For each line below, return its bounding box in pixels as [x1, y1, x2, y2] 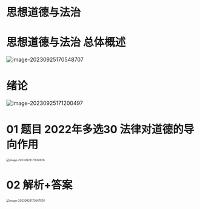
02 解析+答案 [6, 178, 73, 192]
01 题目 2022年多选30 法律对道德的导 [6, 122, 195, 136]
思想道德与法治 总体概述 [6, 36, 126, 49]
